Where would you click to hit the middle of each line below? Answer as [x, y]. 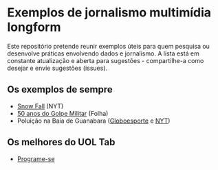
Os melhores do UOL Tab [61, 142]
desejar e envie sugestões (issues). [57, 68]
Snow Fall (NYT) [40, 106]
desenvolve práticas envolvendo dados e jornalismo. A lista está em [103, 53]
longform [34, 27]
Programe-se [36, 158]
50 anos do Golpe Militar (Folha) [63, 113]
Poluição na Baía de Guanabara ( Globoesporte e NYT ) [94, 121]
